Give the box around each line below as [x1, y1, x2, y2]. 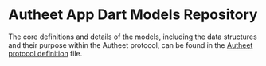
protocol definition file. [8, 49, 83, 58]
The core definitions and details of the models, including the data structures [8, 32, 257, 41]
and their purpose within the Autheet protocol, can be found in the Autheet [8, 40, 253, 49]
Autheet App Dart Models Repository [8, 6, 258, 24]
